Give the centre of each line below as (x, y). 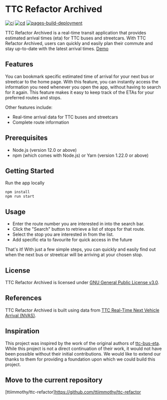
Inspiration (22, 331)
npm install (17, 192)
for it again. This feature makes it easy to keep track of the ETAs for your (80, 92)
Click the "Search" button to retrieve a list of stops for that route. (79, 229)
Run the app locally (25, 183)
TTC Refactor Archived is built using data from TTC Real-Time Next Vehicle (82, 310)
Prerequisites (26, 138)
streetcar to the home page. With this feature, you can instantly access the (82, 81)
